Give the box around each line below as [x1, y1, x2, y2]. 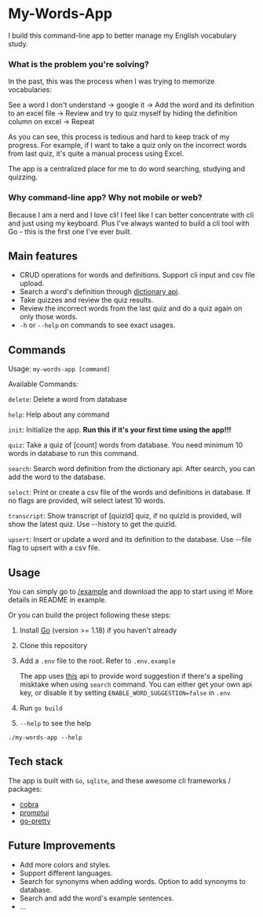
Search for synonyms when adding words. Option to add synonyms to [19, 876, 246, 886]
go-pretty [19, 816, 51, 826]
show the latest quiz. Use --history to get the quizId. [8, 520, 177, 529]
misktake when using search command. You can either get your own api [19, 679, 253, 689]
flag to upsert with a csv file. [8, 543, 100, 553]
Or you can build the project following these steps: [8, 610, 171, 620]
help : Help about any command [8, 410, 110, 419]
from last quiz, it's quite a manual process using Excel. [8, 149, 184, 158]
